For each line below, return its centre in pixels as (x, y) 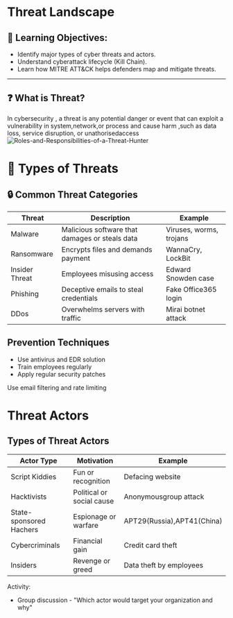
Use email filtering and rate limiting (57, 387)
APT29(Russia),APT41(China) (173, 521)
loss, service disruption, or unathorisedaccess (74, 133)
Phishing (25, 293)
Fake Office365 (191, 289)
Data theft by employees (163, 565)
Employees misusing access (107, 273)
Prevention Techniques (58, 343)
